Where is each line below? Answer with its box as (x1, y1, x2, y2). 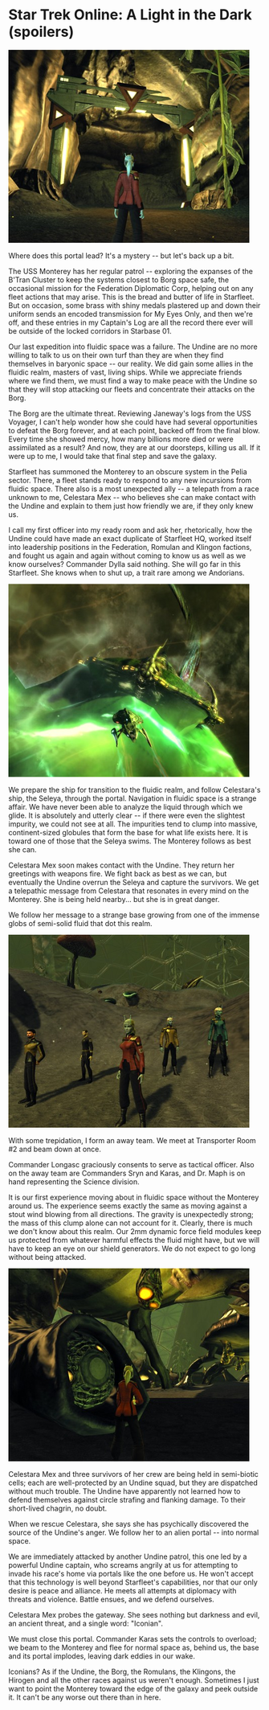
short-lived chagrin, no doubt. (8, 1503, 108, 1513)
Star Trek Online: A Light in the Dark (8, 6, 252, 24)
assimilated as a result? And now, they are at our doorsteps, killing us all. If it (8, 442, 261, 452)
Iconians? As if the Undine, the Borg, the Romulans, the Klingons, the (8, 1667, 236, 1676)
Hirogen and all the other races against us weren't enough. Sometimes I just (8, 1675, 259, 1685)
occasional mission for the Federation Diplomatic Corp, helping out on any (8, 283, 254, 293)
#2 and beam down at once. (8, 1144, 102, 1154)
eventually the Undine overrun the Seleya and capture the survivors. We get (8, 877, 259, 887)
